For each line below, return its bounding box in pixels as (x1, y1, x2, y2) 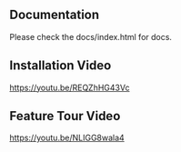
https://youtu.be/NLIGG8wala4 (9, 132, 125, 144)
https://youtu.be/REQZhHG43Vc (9, 82, 130, 93)
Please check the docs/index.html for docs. (9, 31, 173, 42)
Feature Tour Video (9, 108, 121, 124)
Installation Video (9, 58, 112, 74)
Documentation (9, 7, 100, 23)
